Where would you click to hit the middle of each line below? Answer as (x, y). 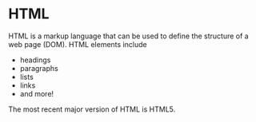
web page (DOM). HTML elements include (78, 44)
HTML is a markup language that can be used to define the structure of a (129, 36)
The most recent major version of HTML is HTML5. (92, 109)
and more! (37, 93)
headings (35, 60)
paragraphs (39, 68)
